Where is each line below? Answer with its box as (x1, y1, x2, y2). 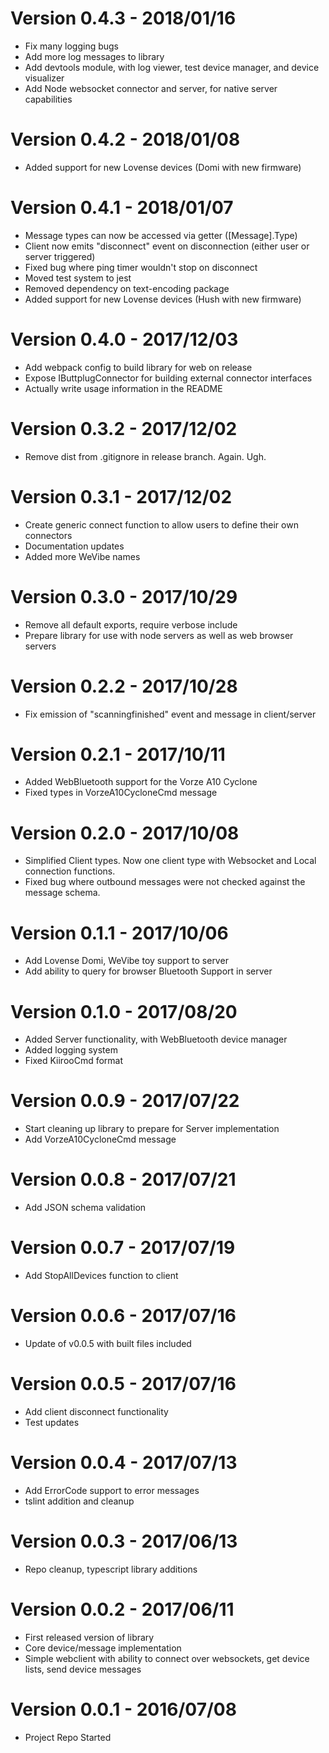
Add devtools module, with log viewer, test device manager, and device (24, 61, 320, 73)
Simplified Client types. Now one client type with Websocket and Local (24, 855, 317, 867)
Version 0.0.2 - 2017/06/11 (10, 1598, 235, 1621)
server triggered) (24, 250, 96, 262)
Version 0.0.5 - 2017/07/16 (10, 1373, 237, 1396)
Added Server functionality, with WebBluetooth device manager (24, 1033, 288, 1046)
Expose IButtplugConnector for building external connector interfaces (24, 372, 313, 384)
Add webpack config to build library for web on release (24, 361, 253, 373)
